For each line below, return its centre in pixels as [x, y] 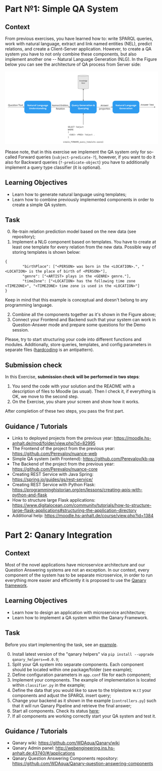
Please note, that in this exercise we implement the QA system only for [75, 152]
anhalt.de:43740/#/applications [43, 753]
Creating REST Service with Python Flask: [54, 484]
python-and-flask [30, 495]
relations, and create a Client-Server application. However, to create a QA [78, 49]
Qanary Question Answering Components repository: [65, 758]
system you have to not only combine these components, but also [71, 54]
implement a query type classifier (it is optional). [53, 167]
